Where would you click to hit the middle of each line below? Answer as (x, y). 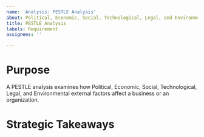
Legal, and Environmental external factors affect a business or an (88, 93)
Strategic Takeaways (60, 125)
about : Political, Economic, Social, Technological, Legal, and (89, 18)
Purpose (28, 70)
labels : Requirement (32, 29)
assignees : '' (24, 35)
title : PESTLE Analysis (36, 23)
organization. (23, 100)
